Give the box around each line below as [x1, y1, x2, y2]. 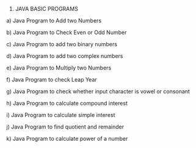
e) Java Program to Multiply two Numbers [6, 64, 112, 71]
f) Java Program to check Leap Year [6, 76, 98, 83]
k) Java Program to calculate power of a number [6, 135, 128, 142]
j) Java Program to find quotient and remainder [6, 123, 124, 130]
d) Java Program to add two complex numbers [6, 52, 123, 60]
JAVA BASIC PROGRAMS [15, 5, 78, 12]
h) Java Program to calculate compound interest [6, 100, 128, 107]
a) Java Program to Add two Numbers [6, 17, 102, 24]
